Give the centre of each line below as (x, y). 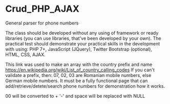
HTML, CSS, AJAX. (25, 55)
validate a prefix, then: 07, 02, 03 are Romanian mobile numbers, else (78, 75)
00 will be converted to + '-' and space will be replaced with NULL (75, 96)
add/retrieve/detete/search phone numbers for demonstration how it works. (85, 86)
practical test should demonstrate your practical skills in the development (83, 43)
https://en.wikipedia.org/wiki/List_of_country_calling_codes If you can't (80, 70)
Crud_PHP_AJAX (42, 9)
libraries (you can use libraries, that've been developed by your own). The (83, 38)
